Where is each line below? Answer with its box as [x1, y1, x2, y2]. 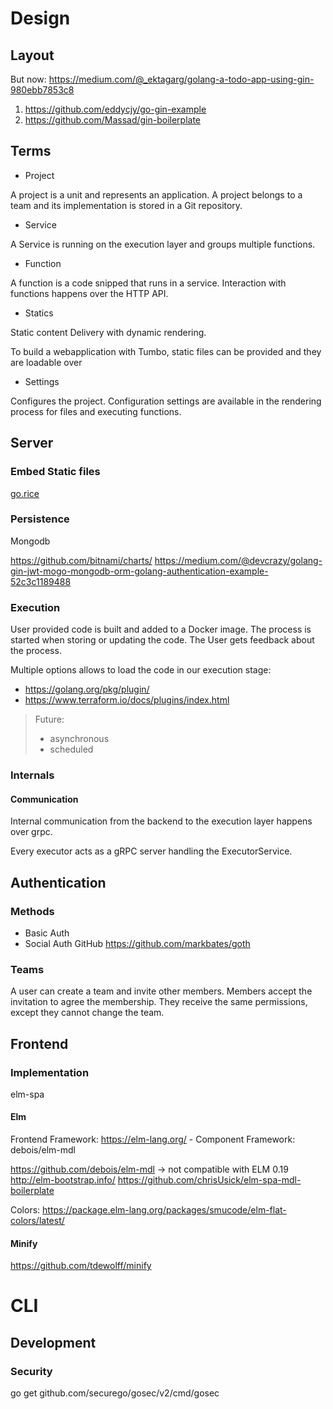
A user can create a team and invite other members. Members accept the [10, 985, 313, 997]
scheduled [49, 743, 94, 756]
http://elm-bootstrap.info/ [10, 1174, 116, 1186]
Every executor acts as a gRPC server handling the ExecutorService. [10, 845, 293, 857]
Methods [10, 904, 55, 918]
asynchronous [49, 733, 110, 745]
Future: [34, 713, 65, 726]
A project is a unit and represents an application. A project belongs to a [10, 188, 303, 201]
